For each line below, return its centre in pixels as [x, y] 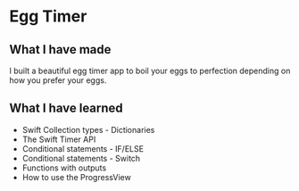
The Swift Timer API [59, 139]
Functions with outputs [64, 168]
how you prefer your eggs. [58, 80]
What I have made [60, 50]
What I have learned [66, 108]
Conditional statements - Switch [81, 158]
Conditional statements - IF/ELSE [83, 148]
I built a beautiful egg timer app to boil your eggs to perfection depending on [150, 71]
